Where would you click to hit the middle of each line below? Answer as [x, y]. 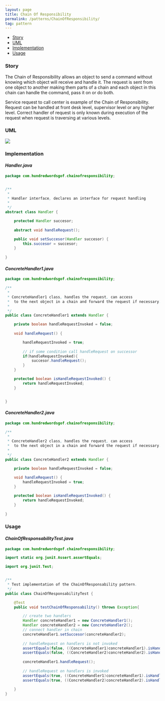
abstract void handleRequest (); [47, 230]
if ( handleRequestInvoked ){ [50, 356]
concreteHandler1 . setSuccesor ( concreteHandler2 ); [74, 634]
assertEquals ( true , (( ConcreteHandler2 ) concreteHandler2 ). [84, 680]
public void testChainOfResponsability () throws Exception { [77, 607]
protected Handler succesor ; [44, 221]
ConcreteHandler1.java [29, 268]
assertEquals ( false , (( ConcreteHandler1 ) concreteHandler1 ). [85, 648]
